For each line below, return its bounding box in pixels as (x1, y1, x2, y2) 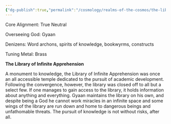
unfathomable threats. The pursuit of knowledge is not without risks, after (5, 108, 160, 114)
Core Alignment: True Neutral (5, 21, 67, 27)
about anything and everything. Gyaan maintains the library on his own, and (5, 92, 164, 98)
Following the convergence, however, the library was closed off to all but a (5, 81, 161, 87)
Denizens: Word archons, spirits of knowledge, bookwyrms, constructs (5, 41, 154, 47)
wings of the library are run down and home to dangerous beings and (5, 103, 151, 109)
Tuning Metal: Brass (5, 51, 47, 57)
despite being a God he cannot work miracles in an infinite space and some (5, 98, 163, 104)
